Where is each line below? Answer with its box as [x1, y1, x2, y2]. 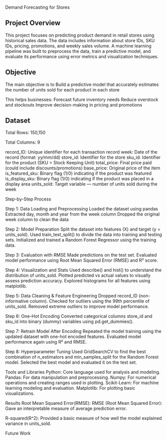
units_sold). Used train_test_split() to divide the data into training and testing [5, 232, 162, 238]
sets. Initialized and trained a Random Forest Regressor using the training [5, 237, 156, 243]
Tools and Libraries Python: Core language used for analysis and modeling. [5, 369, 160, 375]
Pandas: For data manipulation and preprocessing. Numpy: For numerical [5, 374, 156, 381]
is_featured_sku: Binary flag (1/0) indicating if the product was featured [5, 170, 152, 176]
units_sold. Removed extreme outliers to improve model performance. [5, 303, 149, 309]
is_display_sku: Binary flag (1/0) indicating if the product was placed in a [5, 176, 154, 182]
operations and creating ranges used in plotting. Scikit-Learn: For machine [5, 380, 159, 386]
